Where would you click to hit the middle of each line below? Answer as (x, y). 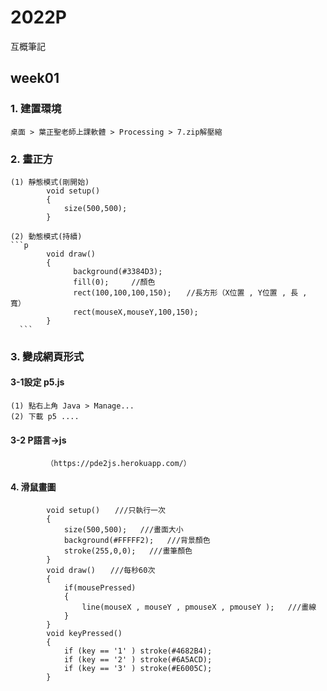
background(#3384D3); (118, 271)
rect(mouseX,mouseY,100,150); (136, 312)
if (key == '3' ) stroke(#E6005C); (138, 669)
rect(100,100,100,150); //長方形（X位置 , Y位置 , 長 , (190, 292)
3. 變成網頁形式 (47, 356)
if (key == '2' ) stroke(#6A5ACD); (138, 660)
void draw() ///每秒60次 (101, 571)
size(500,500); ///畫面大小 (123, 530)
